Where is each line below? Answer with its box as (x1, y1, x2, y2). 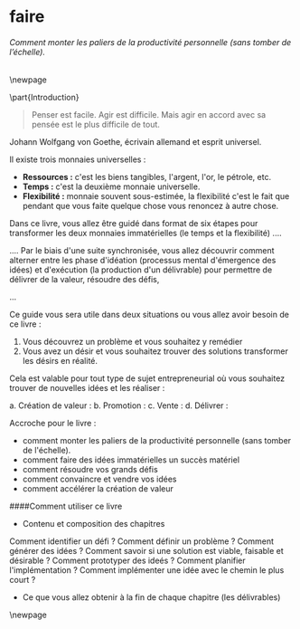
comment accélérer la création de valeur (22, 483, 174, 494)
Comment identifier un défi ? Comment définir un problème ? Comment (9, 536, 274, 547)
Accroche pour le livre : (9, 418, 97, 429)
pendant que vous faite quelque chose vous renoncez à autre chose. (22, 201, 279, 212)
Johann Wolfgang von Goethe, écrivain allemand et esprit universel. (9, 137, 262, 148)
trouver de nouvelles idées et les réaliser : (9, 383, 165, 394)
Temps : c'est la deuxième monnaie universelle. (22, 181, 201, 192)
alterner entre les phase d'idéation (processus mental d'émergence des (9, 255, 277, 266)
